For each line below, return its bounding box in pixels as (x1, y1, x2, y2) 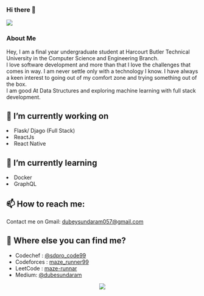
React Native (14, 140, 46, 147)
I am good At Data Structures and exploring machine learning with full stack (6, 86, 196, 94)
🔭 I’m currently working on (6, 111, 109, 121)
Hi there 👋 (6, 5, 37, 14)
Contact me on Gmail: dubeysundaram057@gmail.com (6, 218, 144, 225)
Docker (14, 174, 32, 181)
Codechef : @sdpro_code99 (15, 252, 86, 259)
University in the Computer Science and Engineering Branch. (6, 54, 159, 62)
